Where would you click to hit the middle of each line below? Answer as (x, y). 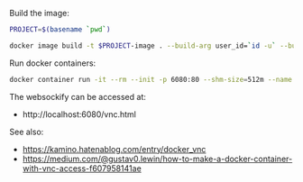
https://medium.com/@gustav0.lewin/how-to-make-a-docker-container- (157, 159)
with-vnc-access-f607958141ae (82, 168)
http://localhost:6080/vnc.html (79, 114)
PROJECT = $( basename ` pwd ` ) (60, 30)
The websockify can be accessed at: (78, 96)
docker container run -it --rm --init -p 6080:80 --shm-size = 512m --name (151, 79)
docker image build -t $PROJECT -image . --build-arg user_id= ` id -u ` (143, 45)
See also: (27, 132)
